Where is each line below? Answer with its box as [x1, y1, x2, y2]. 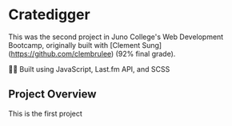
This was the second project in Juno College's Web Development [8, 32, 224, 41]
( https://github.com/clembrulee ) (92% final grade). [8, 49, 176, 58]
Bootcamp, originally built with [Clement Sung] [8, 40, 162, 49]
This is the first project [8, 108, 82, 118]
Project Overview [8, 88, 97, 101]
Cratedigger [8, 6, 90, 24]
